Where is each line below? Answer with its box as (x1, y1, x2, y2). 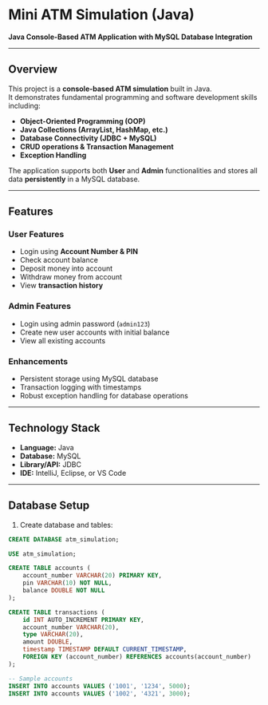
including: (8, 101, 41, 110)
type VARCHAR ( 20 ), (22, 631, 84, 639)
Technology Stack (8, 422, 100, 435)
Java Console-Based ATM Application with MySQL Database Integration (8, 32, 253, 42)
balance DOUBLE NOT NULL (22, 587, 105, 595)
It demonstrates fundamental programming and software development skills (8, 92, 258, 101)
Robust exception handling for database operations (19, 391, 189, 401)
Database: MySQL (19, 451, 81, 461)
